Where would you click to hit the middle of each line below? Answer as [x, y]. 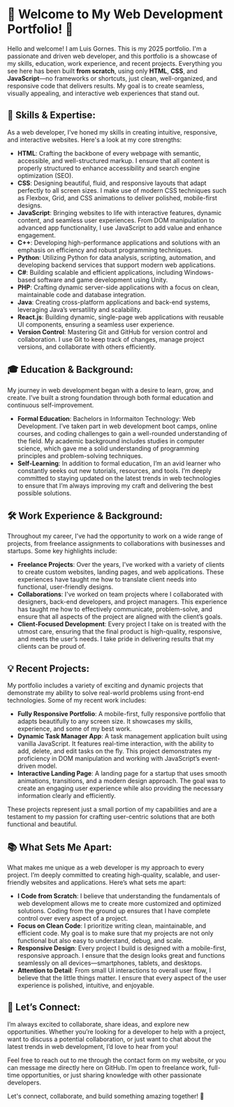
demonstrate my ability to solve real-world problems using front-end [106, 693]
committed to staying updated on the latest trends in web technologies [119, 478]
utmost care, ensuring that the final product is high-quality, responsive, [119, 632]
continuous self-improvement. [51, 405]
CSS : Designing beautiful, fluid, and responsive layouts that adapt [112, 183]
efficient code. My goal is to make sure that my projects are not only [115, 933]
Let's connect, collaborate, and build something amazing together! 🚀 [106, 1096]
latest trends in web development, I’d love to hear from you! [93, 1046]
